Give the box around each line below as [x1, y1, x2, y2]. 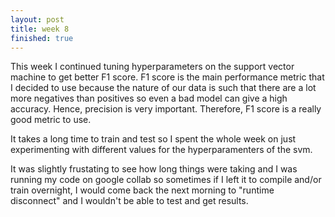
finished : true [10, 33, 74, 43]
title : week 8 [10, 24, 70, 34]
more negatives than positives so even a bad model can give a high [10, 92, 288, 105]
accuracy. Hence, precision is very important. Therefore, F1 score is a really [10, 103, 322, 115]
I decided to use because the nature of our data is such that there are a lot [10, 82, 317, 94]
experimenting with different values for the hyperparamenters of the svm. [10, 144, 313, 156]
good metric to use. [10, 114, 92, 126]
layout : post [10, 14, 65, 25]
